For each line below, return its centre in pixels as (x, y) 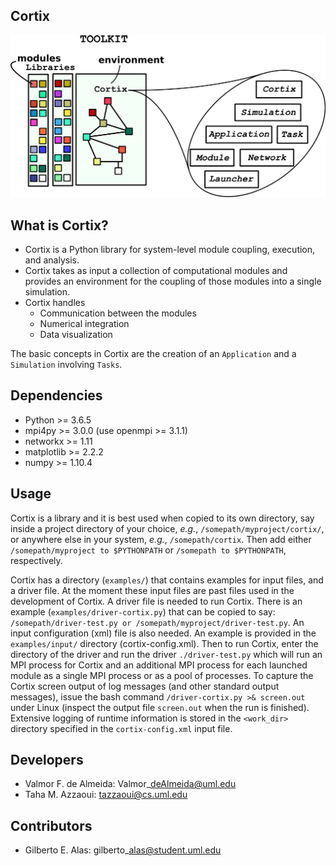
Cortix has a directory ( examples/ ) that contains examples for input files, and (167, 580)
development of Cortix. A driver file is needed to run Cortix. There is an (156, 601)
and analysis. (52, 260)
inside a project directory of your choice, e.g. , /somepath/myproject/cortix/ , (167, 528)
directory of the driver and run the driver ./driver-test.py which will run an (166, 654)
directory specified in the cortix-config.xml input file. (121, 728)
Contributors (51, 825)
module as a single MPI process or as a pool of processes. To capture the (162, 675)
